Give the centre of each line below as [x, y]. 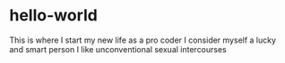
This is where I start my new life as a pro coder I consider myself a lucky [142, 40]
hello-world [54, 16]
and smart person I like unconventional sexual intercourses [118, 49]
